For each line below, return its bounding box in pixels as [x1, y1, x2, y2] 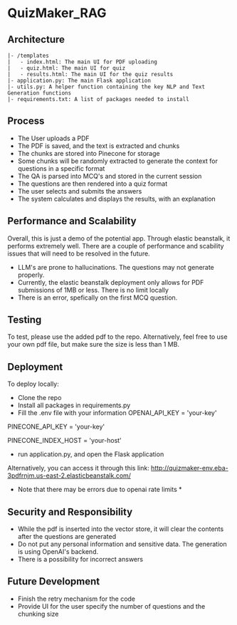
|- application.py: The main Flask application [7, 77, 152, 84]
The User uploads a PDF [17, 134, 90, 142]
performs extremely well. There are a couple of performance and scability [7, 241, 224, 250]
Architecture [7, 33, 65, 46]
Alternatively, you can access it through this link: [7, 464, 149, 473]
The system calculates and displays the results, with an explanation [17, 194, 216, 203]
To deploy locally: [7, 379, 59, 389]
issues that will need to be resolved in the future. [7, 249, 151, 258]
